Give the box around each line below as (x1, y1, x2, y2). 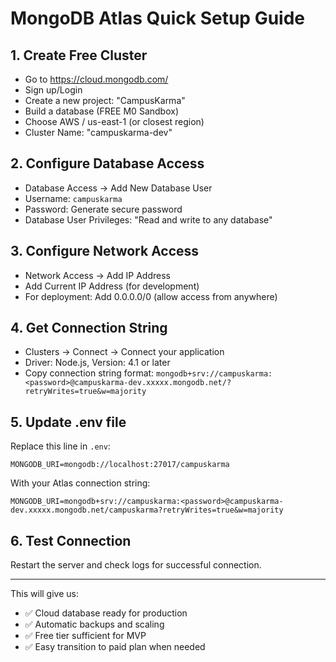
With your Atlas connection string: (10, 477, 151, 489)
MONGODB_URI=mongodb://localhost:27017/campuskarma (10, 460, 230, 470)
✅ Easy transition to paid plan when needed (24, 641, 206, 653)
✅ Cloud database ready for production (24, 607, 188, 619)
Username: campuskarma (24, 192, 123, 204)
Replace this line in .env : (10, 440, 111, 452)
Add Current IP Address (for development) (24, 280, 200, 292)
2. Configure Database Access (10, 155, 205, 172)
